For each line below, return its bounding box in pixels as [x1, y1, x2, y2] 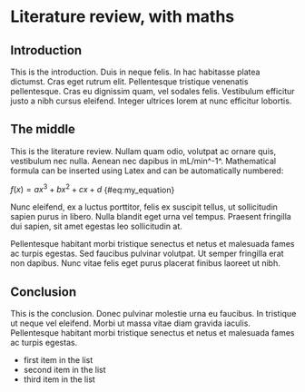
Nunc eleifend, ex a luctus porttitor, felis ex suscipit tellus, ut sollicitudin [10, 201, 278, 212]
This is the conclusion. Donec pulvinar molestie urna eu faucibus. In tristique [10, 309, 297, 319]
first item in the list [23, 355, 93, 366]
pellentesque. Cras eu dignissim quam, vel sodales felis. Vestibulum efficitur [10, 86, 295, 96]
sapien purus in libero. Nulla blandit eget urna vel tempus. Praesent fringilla [10, 211, 291, 222]
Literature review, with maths [10, 6, 235, 27]
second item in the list [23, 365, 107, 376]
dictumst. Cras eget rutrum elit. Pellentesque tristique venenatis [10, 76, 249, 87]
